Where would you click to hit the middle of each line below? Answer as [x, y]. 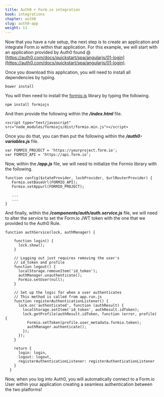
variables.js [18, 142]
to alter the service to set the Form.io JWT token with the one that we [75, 218]
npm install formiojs [27, 105]
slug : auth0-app [22, 23]
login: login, [33, 353]
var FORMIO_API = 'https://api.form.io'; [48, 155]
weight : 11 [16, 28]
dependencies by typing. [30, 78]
